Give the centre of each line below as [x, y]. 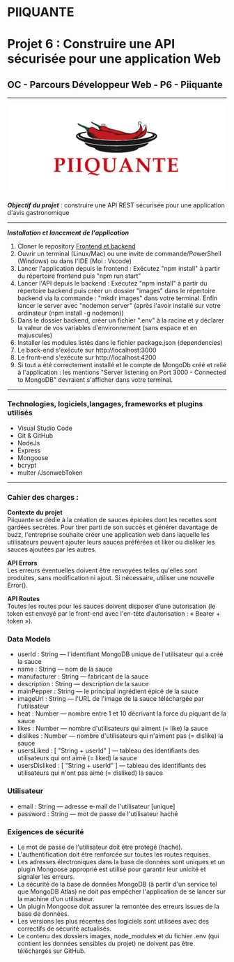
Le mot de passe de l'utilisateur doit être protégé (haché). [100, 847]
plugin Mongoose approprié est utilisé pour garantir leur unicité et [112, 869]
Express [29, 450]
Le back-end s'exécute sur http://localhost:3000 [87, 350]
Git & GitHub [35, 435]
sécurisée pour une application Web [114, 59]
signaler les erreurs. [46, 876]
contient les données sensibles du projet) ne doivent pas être [105, 943]
